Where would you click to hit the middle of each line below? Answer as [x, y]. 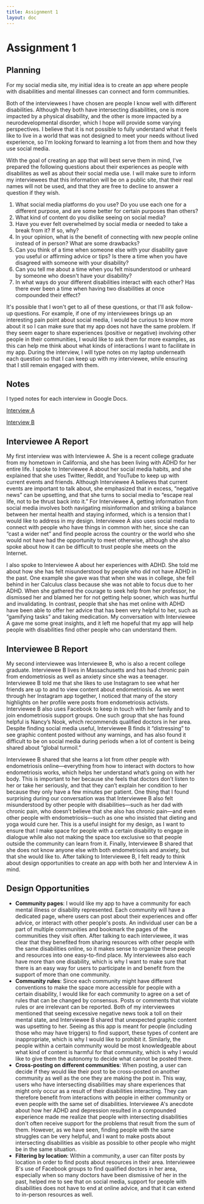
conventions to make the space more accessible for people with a [98, 987]
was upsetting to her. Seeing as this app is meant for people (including [104, 1026]
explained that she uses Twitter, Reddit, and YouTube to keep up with [93, 476]
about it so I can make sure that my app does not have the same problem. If [101, 326]
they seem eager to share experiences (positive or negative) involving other [101, 333]
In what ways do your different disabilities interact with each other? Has [105, 282]
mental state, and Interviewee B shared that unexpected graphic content [106, 1019]
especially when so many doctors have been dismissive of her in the [101, 1175]
